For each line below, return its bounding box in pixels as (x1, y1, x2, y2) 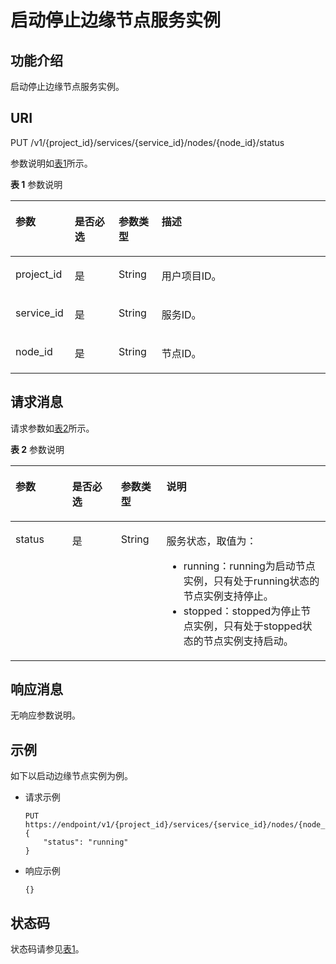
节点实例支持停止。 (183, 589, 274, 603)
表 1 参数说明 (10, 178, 63, 190)
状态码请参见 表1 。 (10, 943, 85, 955)
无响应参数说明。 (10, 709, 81, 721)
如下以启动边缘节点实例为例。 (10, 770, 133, 782)
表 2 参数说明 (10, 443, 65, 455)
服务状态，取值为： (166, 534, 257, 548)
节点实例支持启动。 (203, 634, 294, 648)
